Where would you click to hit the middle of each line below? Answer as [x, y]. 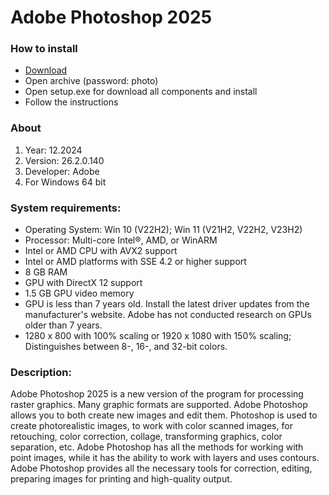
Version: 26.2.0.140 [64, 160]
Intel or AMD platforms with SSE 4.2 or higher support [135, 262]
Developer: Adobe [62, 171]
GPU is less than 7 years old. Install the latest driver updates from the [167, 304]
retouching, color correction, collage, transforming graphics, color [146, 437]
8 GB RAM [46, 272]
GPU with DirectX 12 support [83, 283]
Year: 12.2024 [53, 150]
